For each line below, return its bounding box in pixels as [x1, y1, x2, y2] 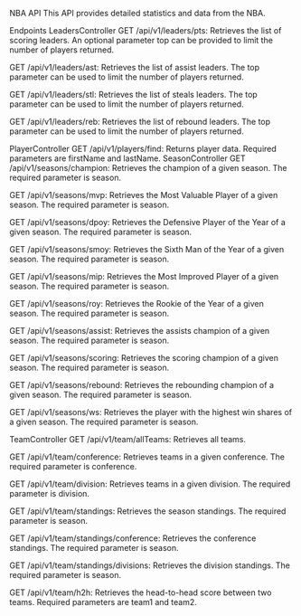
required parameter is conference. [9, 461, 137, 471]
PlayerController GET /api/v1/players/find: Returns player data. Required [9, 144, 277, 154]
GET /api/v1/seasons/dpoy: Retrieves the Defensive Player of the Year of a [9, 217, 287, 227]
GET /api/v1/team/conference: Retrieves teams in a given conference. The [9, 451, 285, 462]
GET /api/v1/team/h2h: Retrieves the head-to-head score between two [9, 587, 272, 598]
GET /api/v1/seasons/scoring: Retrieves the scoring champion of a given [9, 353, 278, 363]
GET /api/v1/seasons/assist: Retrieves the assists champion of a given [9, 326, 270, 336]
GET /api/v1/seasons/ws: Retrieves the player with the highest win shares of [9, 407, 292, 417]
